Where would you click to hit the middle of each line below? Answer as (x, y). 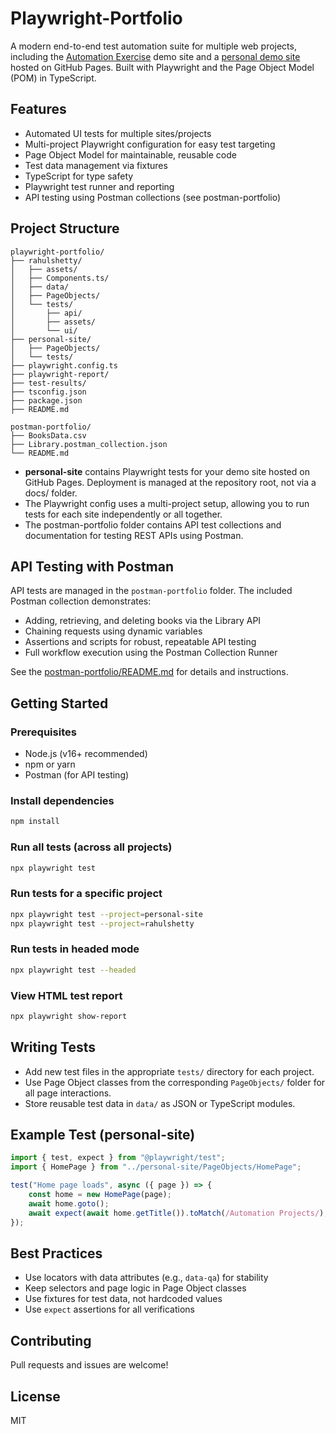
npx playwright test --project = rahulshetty (102, 923)
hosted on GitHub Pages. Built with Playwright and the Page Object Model (162, 67)
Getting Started (59, 703)
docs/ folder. (51, 493)
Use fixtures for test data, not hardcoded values (123, 1299)
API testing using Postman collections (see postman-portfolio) (153, 197)
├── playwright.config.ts (64, 365)
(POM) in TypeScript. (53, 78)
